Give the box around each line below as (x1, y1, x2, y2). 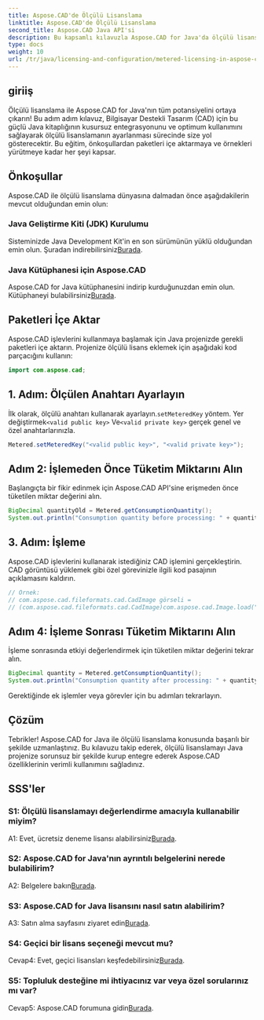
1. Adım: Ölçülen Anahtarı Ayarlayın (8, 388, 185, 402)
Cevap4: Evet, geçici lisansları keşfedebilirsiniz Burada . (8, 956, 185, 965)
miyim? (8, 816, 37, 827)
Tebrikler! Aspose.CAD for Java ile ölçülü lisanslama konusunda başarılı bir (8, 734, 250, 743)
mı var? (8, 985, 38, 996)
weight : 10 (8, 48, 44, 56)
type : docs (8, 41, 44, 49)
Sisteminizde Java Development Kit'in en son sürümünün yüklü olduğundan (8, 237, 253, 246)
